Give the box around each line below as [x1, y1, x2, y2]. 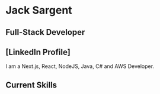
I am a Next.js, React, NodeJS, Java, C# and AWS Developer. [5, 63, 155, 70]
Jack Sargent [5, 4, 72, 17]
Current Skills [5, 80, 57, 90]
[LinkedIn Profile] [5, 47, 71, 57]
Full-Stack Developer [5, 27, 85, 37]
